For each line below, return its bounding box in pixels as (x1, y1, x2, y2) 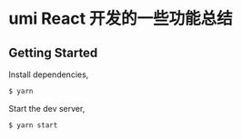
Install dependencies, (8, 69, 89, 80)
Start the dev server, (8, 103, 86, 114)
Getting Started (8, 45, 98, 60)
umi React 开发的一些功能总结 (8, 8, 233, 29)
